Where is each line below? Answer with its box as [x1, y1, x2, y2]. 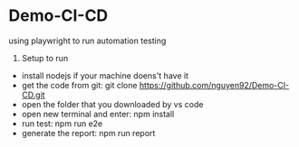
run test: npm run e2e [21, 118, 103, 129]
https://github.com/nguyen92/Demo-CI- [139, 79, 290, 90]
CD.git [21, 89, 46, 100]
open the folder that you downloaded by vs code [21, 98, 204, 109]
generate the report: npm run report [21, 127, 156, 138]
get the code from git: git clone [21, 79, 138, 90]
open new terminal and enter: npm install [21, 108, 175, 119]
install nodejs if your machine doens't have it [21, 69, 189, 81]
